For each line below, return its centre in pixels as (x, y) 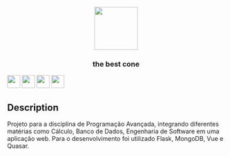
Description (33, 108)
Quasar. (18, 146)
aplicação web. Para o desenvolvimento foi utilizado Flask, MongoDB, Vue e (115, 139)
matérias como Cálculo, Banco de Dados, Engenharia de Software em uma (113, 131)
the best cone (116, 64)
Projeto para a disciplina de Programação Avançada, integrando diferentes (113, 124)
